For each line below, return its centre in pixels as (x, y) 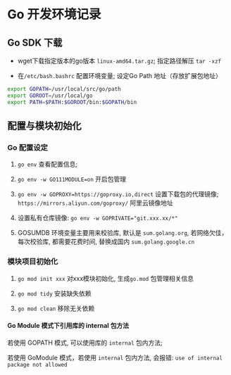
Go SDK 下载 (35, 43)
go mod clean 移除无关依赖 (56, 308)
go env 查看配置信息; (47, 164)
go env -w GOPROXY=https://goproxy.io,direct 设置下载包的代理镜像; (118, 194)
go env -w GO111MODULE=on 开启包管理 (72, 179)
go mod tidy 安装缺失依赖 (54, 293)
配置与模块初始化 (44, 126)
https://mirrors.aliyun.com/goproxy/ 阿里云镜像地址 (95, 203)
